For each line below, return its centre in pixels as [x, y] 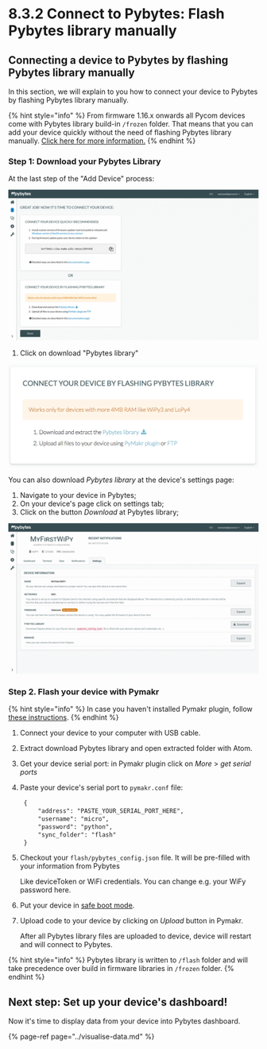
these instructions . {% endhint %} [64, 717]
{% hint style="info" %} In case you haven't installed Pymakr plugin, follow [130, 709]
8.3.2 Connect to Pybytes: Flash [116, 14]
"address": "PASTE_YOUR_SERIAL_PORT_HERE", [111, 811]
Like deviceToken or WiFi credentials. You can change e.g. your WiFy [133, 882]
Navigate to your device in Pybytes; [78, 495]
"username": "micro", [74, 819]
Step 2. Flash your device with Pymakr [84, 691]
